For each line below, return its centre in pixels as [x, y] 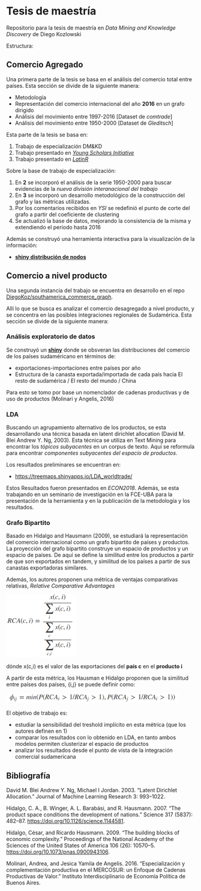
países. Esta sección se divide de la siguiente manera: [73, 85]
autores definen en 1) [41, 731]
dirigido [24, 110]
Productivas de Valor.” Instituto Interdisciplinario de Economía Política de [96, 877]
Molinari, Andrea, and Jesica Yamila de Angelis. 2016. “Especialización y [96, 864]
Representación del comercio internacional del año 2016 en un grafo [100, 104]
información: [22, 245]
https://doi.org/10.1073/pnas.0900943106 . [58, 852]
